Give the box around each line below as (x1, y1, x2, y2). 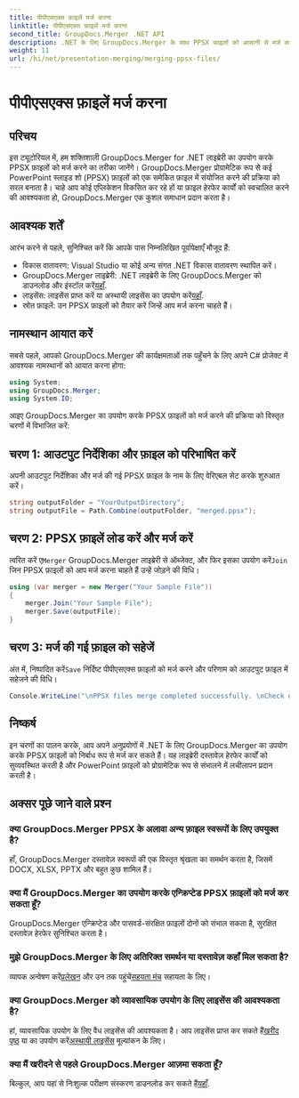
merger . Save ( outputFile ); (25, 607, 122, 617)
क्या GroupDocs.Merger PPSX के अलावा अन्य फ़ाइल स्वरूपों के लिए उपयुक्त (9, 822, 279, 835)
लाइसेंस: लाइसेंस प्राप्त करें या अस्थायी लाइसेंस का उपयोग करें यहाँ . (21, 290, 205, 301)
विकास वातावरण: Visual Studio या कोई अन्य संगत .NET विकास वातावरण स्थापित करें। (21, 260, 278, 270)
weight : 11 (9, 46, 50, 55)
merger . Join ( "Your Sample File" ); (25, 599, 153, 608)
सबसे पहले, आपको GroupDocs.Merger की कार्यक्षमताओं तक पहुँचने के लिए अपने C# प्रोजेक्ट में (9, 350, 288, 360)
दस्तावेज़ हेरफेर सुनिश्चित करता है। (9, 928, 109, 939)
